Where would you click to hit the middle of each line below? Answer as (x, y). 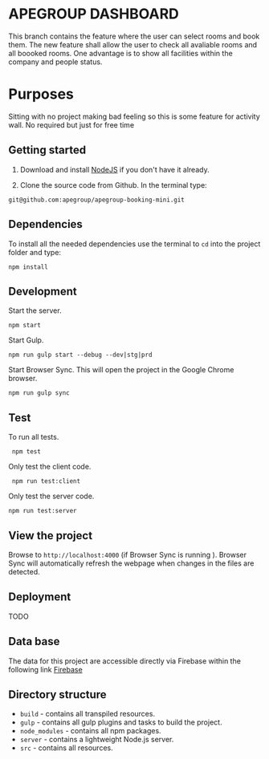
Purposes (41, 94)
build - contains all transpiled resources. (87, 714)
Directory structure (57, 694)
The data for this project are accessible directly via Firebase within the (124, 661)
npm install (28, 267)
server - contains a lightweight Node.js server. (97, 740)
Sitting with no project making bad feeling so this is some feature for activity (134, 116)
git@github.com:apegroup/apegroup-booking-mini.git (96, 200)
